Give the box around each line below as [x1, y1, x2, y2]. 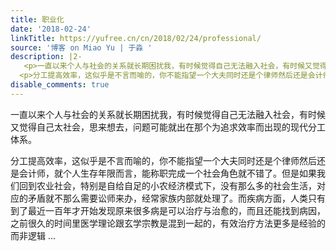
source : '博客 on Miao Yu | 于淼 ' [10, 42, 153, 53]
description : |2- [10, 52, 83, 62]
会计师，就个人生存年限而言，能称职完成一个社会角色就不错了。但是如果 [18, 167, 317, 179]
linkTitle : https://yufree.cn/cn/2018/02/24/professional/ [10, 33, 262, 43]
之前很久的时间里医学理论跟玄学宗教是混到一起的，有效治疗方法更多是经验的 [10, 217, 326, 229]
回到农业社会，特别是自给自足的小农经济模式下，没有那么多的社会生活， [18, 179, 317, 191]
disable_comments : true [10, 80, 110, 90]
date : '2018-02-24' [10, 24, 92, 34]
